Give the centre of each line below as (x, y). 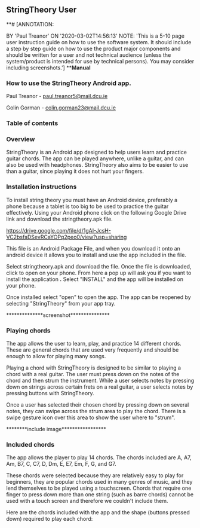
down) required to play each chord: (50, 519)
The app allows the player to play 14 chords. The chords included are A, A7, (99, 457)
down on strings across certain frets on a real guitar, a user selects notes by (100, 387)
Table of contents (32, 123)
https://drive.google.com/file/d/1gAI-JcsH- (59, 230)
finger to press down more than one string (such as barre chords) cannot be (100, 495)
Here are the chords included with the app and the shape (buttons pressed (98, 512)
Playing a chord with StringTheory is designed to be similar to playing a (93, 368)
